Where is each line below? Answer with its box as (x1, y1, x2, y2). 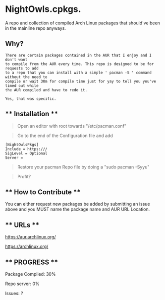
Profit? (17, 173, 31, 179)
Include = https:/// (5, 147, 48, 151)
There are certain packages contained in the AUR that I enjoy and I (5, 53, 152, 58)
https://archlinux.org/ (5, 243, 49, 249)
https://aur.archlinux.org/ (5, 234, 56, 240)
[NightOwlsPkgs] (5, 142, 39, 147)
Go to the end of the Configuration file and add (17, 133, 113, 139)
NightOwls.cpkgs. (5, 3, 81, 15)
